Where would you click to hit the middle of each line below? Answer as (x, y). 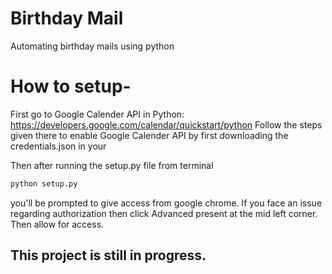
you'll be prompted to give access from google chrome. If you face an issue (166, 203)
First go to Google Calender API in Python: (97, 114)
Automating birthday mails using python (92, 46)
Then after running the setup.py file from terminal (112, 165)
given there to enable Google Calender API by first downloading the (149, 135)
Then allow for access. (57, 224)
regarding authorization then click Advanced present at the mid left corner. (164, 213)
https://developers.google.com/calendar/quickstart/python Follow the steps (166, 124)
